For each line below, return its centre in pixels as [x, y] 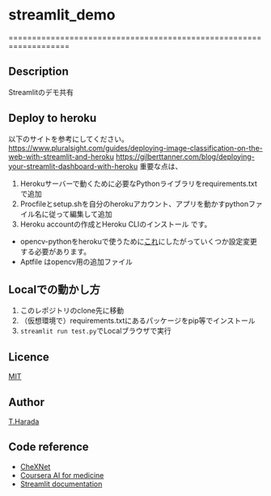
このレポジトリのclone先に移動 [72, 311]
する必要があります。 [55, 251]
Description [38, 72]
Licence [29, 357]
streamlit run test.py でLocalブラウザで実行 [95, 331]
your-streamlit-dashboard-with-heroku [73, 166]
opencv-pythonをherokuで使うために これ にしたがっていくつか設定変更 [138, 241]
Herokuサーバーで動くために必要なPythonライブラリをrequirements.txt [138, 183]
